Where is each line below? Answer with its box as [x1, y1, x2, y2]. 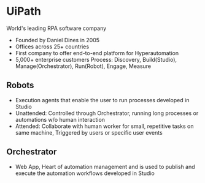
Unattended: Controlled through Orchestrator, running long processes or [15, 109, 199, 117]
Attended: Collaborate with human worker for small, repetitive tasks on [15, 122, 194, 130]
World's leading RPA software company [6, 24, 107, 32]
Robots [6, 80, 34, 91]
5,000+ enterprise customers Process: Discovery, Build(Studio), [15, 56, 177, 63]
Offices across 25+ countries [15, 43, 90, 50]
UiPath [6, 4, 41, 18]
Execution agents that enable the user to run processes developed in [15, 96, 190, 103]
